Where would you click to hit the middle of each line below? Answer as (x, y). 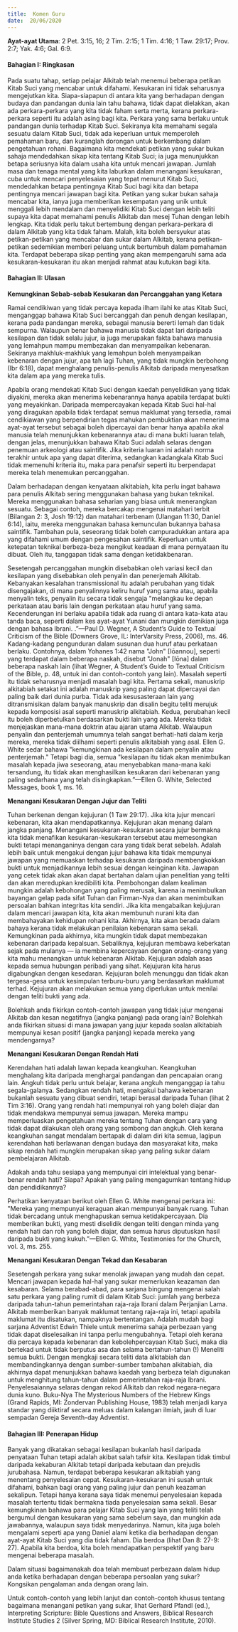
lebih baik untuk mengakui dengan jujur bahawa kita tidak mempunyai (109, 852)
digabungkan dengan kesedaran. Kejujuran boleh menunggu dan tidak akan (118, 973)
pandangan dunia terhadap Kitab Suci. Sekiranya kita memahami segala (113, 126)
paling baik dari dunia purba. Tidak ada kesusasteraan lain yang (101, 696)
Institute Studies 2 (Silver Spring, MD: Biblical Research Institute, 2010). (112, 1621)
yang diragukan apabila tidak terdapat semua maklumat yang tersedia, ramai (119, 412)
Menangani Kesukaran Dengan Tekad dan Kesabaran (87, 1260)
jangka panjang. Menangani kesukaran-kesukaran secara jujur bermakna (114, 830)
